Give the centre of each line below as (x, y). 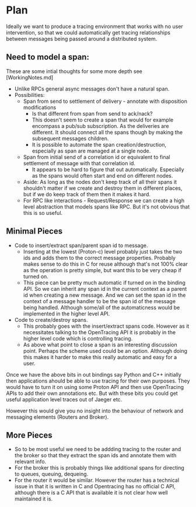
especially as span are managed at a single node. (91, 151)
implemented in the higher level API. (66, 314)
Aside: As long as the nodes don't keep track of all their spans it (100, 182)
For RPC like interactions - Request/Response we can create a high (104, 200)
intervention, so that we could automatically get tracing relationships (88, 32)
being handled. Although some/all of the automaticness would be (101, 307)
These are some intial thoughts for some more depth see (74, 71)
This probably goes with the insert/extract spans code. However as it (106, 326)
